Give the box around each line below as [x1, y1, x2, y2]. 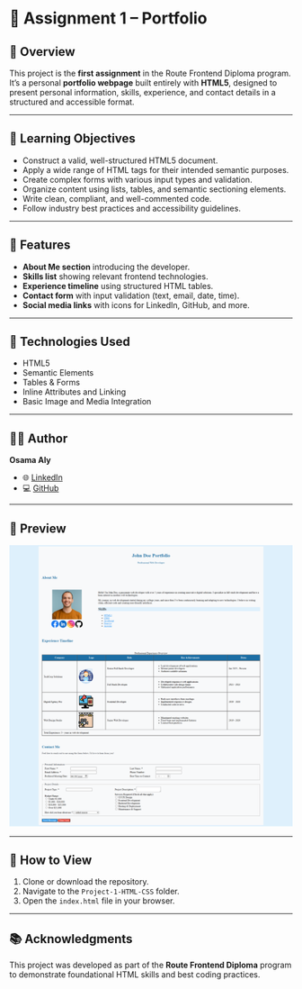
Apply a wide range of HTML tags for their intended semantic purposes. [22, 164, 289, 175]
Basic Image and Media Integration [22, 396, 152, 407]
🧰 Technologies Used [9, 334, 130, 349]
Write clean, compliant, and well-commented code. [22, 193, 212, 204]
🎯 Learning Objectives [9, 131, 137, 147]
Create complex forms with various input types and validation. [22, 174, 253, 185]
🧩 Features [9, 238, 71, 253]
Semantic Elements [22, 367, 94, 378]
